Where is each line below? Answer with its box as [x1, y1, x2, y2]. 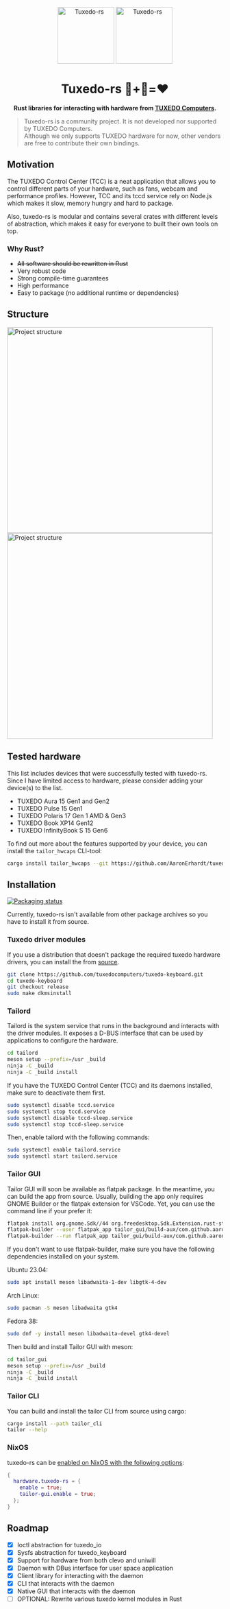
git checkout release [7, 984, 69, 990]
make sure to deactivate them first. [7, 1088, 106, 1097]
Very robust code [16, 267, 66, 275]
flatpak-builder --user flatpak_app [7, 1226, 112, 1233]
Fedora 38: [7, 1317, 38, 1325]
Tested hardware [7, 751, 81, 763]
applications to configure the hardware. [7, 1036, 118, 1045]
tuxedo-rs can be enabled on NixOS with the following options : [7, 1458, 185, 1466]
